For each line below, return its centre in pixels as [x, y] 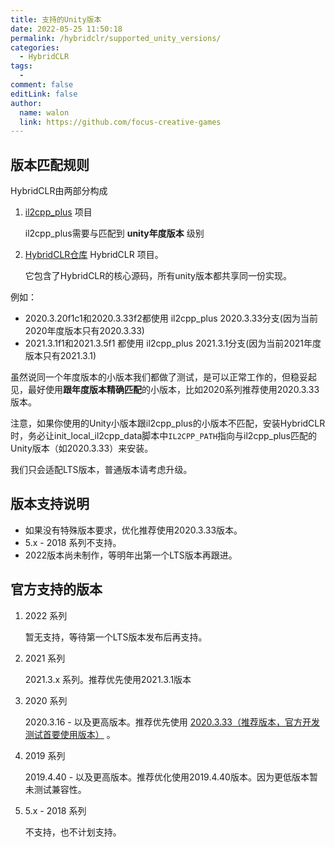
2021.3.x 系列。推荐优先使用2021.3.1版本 [108, 679]
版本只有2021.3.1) [60, 356]
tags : [21, 66]
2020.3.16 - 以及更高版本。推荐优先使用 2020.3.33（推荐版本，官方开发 [172, 722]
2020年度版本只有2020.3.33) [84, 331]
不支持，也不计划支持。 [73, 832]
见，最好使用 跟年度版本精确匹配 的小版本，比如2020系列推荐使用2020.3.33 [165, 390]
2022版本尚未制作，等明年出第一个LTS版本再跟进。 [131, 555]
